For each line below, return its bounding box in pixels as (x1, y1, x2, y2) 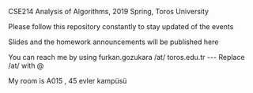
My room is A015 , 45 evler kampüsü (8, 76, 127, 85)
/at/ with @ (8, 61, 44, 70)
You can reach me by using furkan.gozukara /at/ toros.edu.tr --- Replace (8, 53, 245, 61)
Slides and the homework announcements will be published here (8, 37, 219, 46)
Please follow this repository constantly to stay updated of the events (8, 22, 234, 31)
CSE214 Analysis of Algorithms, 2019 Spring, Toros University (8, 7, 210, 16)
